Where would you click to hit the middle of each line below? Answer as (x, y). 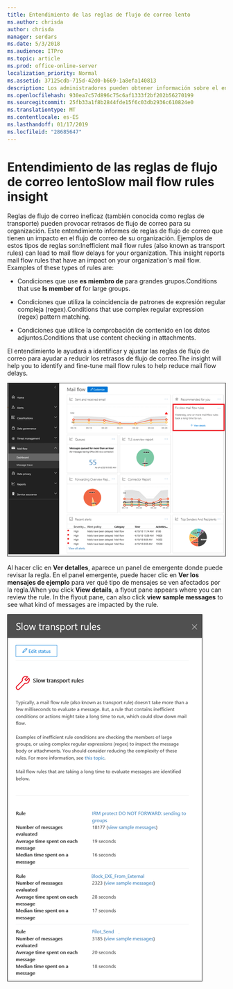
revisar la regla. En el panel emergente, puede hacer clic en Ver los (103, 575)
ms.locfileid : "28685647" (44, 132)
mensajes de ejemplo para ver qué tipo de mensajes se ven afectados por (114, 583)
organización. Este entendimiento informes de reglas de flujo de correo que (115, 231)
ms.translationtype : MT (42, 110)
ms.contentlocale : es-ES (43, 117)
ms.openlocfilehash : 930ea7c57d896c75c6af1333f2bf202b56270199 (101, 95)
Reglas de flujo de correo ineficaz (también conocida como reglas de (106, 216)
